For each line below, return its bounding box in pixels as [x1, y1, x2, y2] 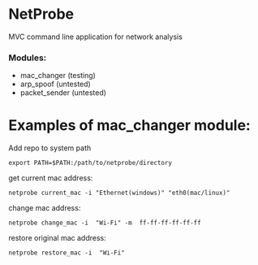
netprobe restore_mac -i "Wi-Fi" [8, 249, 126, 257]
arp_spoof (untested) [19, 79, 91, 89]
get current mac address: [8, 173, 93, 183]
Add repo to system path [8, 143, 92, 153]
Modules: [8, 52, 47, 63]
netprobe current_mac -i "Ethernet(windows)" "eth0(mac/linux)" [8, 189, 230, 198]
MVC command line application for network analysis [8, 32, 183, 41]
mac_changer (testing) [19, 71, 96, 80]
